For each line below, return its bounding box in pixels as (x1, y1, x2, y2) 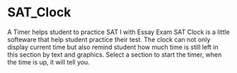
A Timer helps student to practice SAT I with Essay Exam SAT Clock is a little (7, 28, 230, 36)
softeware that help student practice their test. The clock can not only (7, 35, 211, 43)
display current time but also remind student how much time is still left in (7, 43, 219, 51)
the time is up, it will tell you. (7, 57, 90, 66)
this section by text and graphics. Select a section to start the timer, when (7, 50, 222, 59)
